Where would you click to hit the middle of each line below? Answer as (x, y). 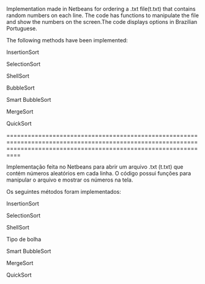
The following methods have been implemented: (67, 40)
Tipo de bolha (24, 239)
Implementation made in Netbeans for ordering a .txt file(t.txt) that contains (101, 9)
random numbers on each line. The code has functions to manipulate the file (102, 15)
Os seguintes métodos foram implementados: (64, 192)
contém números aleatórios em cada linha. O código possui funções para (99, 173)
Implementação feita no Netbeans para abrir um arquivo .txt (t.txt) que (95, 167)
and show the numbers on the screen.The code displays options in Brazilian (102, 22)
